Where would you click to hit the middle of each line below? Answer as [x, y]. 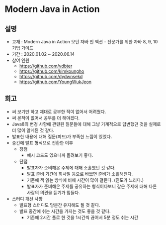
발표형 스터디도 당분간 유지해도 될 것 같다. [60, 205]
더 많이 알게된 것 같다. [33, 130]
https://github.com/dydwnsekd [51, 76]
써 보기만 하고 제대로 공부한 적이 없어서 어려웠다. [59, 112]
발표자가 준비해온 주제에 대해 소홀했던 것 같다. [71, 167]
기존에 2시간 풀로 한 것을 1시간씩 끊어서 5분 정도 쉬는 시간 [83, 217]
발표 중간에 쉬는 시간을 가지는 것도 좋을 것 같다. [65, 211]
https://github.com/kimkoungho [52, 71]
